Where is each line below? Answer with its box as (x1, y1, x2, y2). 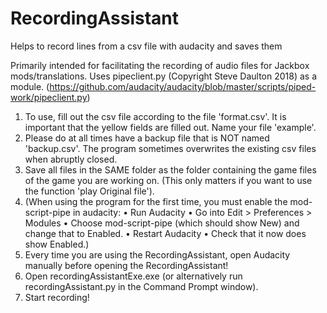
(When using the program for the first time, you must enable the (24, 195, 288, 207)
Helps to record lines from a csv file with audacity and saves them (10, 40, 283, 52)
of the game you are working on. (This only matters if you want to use (24, 174, 313, 186)
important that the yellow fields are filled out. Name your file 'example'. (24, 121, 317, 133)
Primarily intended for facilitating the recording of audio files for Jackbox (10, 59, 310, 71)
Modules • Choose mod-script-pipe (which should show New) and (24, 217, 300, 229)
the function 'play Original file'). (24, 185, 155, 197)
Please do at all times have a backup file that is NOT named (24, 132, 270, 144)
